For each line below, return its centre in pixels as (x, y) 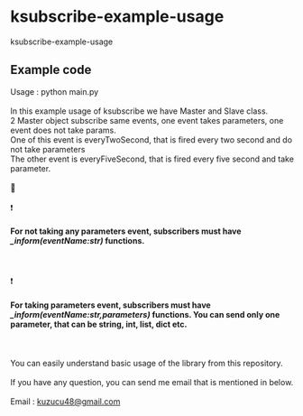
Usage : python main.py (55, 91)
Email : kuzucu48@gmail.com (65, 402)
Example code (51, 70)
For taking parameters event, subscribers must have (110, 305)
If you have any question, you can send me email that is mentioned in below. (152, 383)
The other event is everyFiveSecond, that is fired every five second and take (152, 159)
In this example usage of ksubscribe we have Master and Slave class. (139, 111)
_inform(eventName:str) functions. (78, 241)
